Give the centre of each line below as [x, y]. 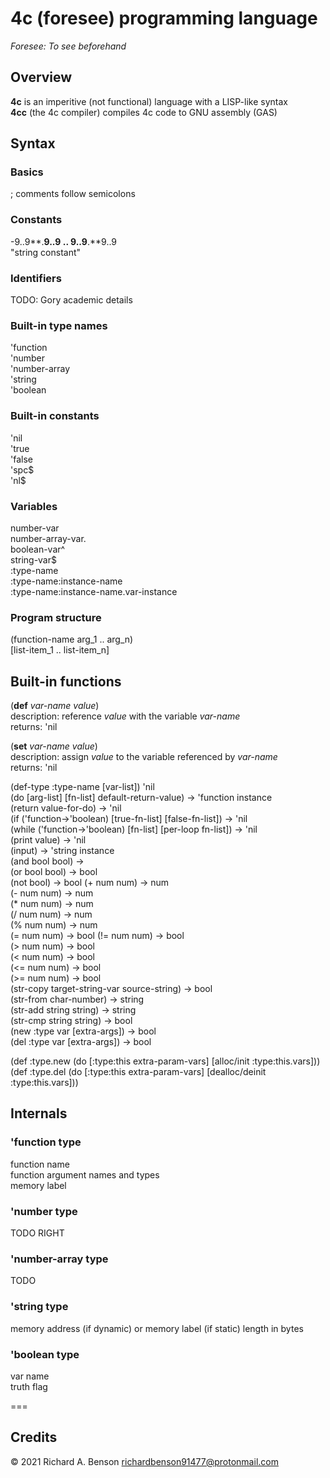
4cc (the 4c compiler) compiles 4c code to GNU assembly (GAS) [144, 112]
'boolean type [45, 1354]
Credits [34, 1437]
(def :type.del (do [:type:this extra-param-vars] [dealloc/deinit [138, 1072]
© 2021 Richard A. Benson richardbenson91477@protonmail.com [144, 1461]
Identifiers [36, 278]
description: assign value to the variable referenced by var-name [144, 757]
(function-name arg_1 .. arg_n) [72, 639]
